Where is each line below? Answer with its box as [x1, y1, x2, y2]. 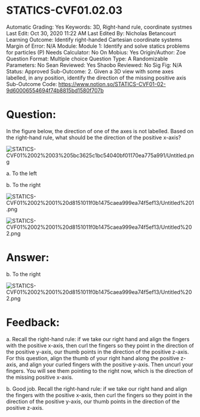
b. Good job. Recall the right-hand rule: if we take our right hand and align [6, 385, 187, 392]
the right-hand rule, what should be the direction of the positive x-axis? [6, 134, 181, 141]
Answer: [6, 251, 50, 265]
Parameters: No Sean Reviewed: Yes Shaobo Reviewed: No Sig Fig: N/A [6, 61, 182, 69]
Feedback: [6, 316, 60, 329]
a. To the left [6, 170, 37, 177]
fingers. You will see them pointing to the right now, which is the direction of [6, 367, 193, 374]
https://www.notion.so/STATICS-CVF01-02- [58, 80, 166, 87]
